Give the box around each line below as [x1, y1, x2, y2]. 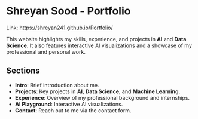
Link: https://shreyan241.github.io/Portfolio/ [6, 24, 114, 31]
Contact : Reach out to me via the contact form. [14, 106, 132, 114]
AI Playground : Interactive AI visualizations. [14, 100, 123, 108]
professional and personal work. [6, 48, 86, 55]
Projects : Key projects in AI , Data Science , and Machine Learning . [14, 88, 181, 95]
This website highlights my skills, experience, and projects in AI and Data [6, 35, 187, 42]
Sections [6, 66, 40, 76]
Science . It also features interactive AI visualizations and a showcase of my [6, 42, 193, 49]
